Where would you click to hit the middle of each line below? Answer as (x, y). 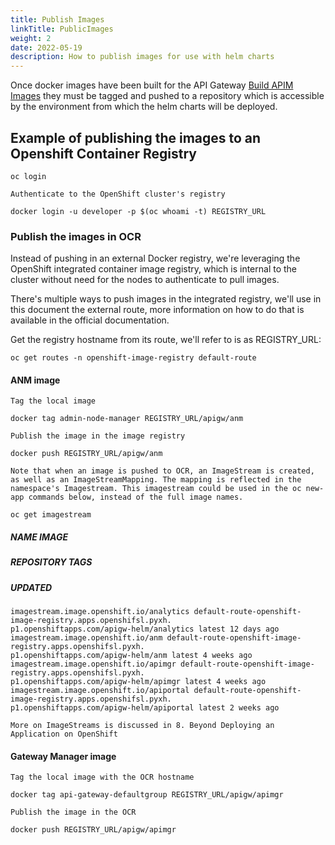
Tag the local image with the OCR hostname (102, 777)
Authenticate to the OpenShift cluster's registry (118, 194)
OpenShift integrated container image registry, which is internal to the (154, 269)
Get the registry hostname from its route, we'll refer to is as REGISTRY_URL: (166, 340)
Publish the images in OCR (76, 236)
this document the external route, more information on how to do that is (157, 310)
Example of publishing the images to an (136, 137)
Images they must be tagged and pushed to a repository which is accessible (167, 96)
